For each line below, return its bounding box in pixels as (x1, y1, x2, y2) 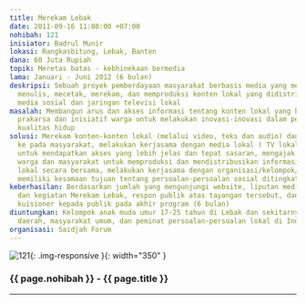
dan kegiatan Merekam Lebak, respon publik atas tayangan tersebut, (17, 191, 283, 200)
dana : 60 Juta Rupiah (9, 56, 92, 65)
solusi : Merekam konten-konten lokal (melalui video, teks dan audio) (9, 132, 283, 141)
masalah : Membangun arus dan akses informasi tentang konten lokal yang (9, 106, 291, 116)
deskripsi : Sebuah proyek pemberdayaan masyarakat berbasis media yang (9, 81, 287, 90)
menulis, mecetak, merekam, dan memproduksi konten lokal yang (17, 89, 262, 98)
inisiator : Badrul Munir (9, 38, 104, 48)
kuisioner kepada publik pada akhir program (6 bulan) (17, 199, 230, 209)
